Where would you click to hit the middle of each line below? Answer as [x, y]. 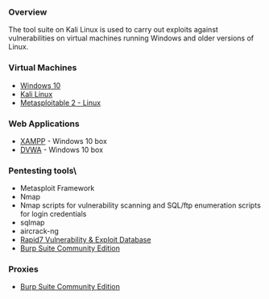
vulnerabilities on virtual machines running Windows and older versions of [131, 38]
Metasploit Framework [57, 188]
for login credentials [53, 214]
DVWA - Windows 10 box [61, 149]
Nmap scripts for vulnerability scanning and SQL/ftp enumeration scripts [141, 205]
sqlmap [32, 223]
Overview [28, 12]
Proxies [23, 269]
